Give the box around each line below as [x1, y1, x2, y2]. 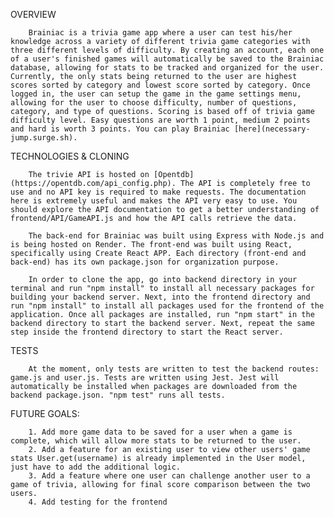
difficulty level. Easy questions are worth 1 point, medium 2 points [10, 115, 311, 125]
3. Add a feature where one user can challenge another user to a [28, 471, 311, 481]
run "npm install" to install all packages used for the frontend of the [10, 301, 325, 311]
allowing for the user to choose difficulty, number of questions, [10, 98, 298, 108]
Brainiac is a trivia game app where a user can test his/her [28, 28, 293, 38]
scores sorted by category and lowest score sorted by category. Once [10, 80, 311, 90]
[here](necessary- [233, 124, 311, 134]
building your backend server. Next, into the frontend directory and [10, 292, 311, 302]
